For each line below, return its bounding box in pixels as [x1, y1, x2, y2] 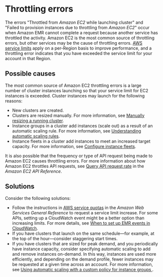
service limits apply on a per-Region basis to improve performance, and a [5, 45, 152, 51]
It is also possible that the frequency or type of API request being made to [5, 153, 153, 159]
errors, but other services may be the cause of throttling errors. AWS [5, 40, 143, 46]
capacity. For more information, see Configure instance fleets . [12, 143, 136, 149]
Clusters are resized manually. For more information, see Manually [12, 113, 145, 118]
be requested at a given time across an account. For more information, [12, 261, 153, 267]
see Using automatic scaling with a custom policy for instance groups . [12, 266, 154, 272]
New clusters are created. [12, 107, 64, 113]
